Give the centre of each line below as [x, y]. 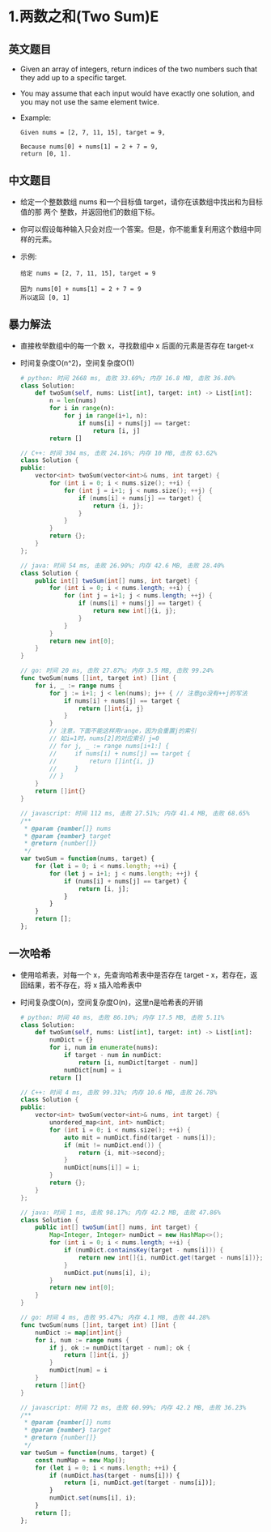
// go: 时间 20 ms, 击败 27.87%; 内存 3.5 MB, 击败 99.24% [117, 671]
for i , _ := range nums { [79, 686]
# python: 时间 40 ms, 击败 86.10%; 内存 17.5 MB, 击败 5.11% [122, 1017]
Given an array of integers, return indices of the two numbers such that [138, 69]
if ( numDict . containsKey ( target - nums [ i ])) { [144, 1250]
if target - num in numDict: [113, 1055]
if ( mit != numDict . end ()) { [113, 1145]
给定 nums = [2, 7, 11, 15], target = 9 [88, 273]
